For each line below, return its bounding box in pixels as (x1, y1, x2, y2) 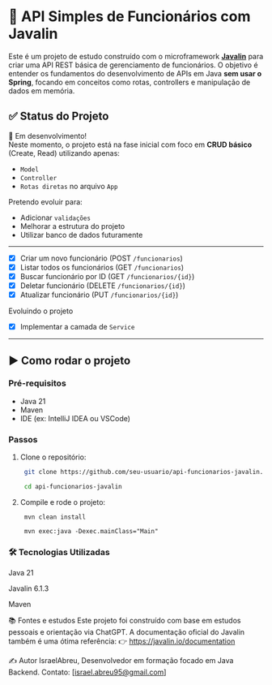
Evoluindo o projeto (8, 306, 74, 316)
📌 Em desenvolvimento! (8, 131, 87, 140)
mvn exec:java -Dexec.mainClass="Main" (23, 527, 159, 535)
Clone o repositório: (19, 452, 87, 462)
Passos (8, 433, 38, 445)
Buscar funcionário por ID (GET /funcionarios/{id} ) (19, 271, 195, 281)
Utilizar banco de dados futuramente (19, 230, 143, 239)
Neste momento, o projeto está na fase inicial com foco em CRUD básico (8, 140, 253, 149)
